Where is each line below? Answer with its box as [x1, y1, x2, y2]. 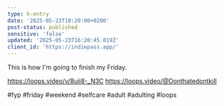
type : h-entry [7, 10, 50, 18]
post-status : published [7, 23, 78, 31]
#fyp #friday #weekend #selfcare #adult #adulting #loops [7, 90, 177, 99]
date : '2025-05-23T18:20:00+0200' [7, 17, 110, 24]
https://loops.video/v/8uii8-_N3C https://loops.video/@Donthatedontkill [7, 77, 217, 85]
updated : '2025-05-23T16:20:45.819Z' [7, 37, 119, 44]
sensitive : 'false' [7, 30, 65, 38]
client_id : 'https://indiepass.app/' [7, 43, 119, 51]
